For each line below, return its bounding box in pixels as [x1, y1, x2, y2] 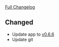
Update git [12, 36, 33, 42]
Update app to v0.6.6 [12, 31, 55, 37]
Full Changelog [5, 4, 35, 10]
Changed [5, 18, 33, 26]
